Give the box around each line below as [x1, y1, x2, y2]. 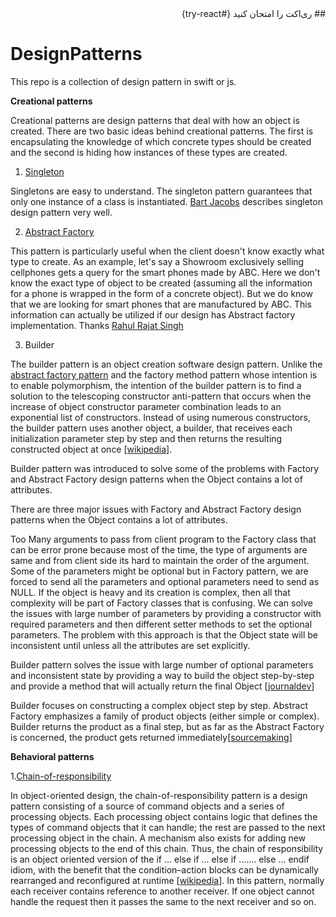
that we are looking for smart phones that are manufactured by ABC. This [10, 298, 313, 310]
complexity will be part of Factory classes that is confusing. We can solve [10, 597, 313, 609]
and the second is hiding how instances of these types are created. [10, 146, 288, 158]
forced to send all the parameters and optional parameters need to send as [10, 575, 320, 587]
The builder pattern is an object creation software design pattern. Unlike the [10, 358, 323, 370]
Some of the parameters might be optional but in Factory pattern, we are [10, 565, 309, 577]
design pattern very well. [10, 206, 113, 218]
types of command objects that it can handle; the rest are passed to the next [10, 821, 326, 833]
